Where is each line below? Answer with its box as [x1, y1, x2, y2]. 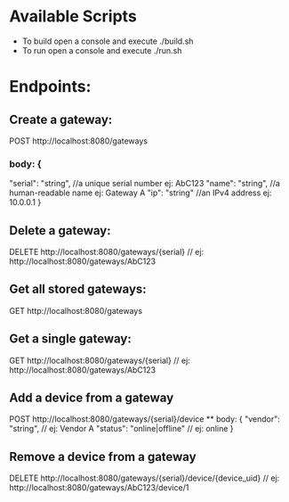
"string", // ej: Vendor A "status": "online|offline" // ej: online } [9, 424, 234, 434]
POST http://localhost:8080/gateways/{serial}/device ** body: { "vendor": [9, 414, 280, 424]
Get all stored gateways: [9, 282, 147, 297]
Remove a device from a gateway [9, 449, 197, 465]
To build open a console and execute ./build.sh [21, 36, 194, 46]
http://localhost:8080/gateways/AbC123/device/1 [9, 482, 189, 493]
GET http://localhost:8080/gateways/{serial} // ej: [9, 355, 191, 366]
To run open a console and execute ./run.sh [21, 45, 182, 55]
